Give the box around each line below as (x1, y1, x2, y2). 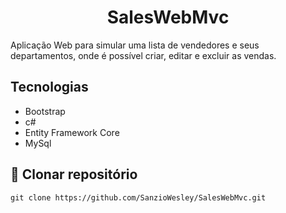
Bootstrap (24, 105, 66, 117)
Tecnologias (10, 79, 89, 96)
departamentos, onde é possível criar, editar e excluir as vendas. (10, 49, 277, 61)
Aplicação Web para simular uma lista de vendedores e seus (10, 39, 260, 51)
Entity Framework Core (24, 126, 120, 138)
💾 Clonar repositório (10, 166, 138, 183)
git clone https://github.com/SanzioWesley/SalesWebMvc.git (10, 192, 267, 203)
